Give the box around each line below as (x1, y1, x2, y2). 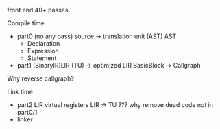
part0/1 (16, 109, 38, 116)
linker (16, 115, 33, 124)
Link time (7, 88, 33, 96)
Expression (27, 47, 60, 55)
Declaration (27, 40, 60, 47)
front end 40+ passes (7, 6, 69, 14)
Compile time (7, 19, 45, 27)
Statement (27, 54, 57, 62)
